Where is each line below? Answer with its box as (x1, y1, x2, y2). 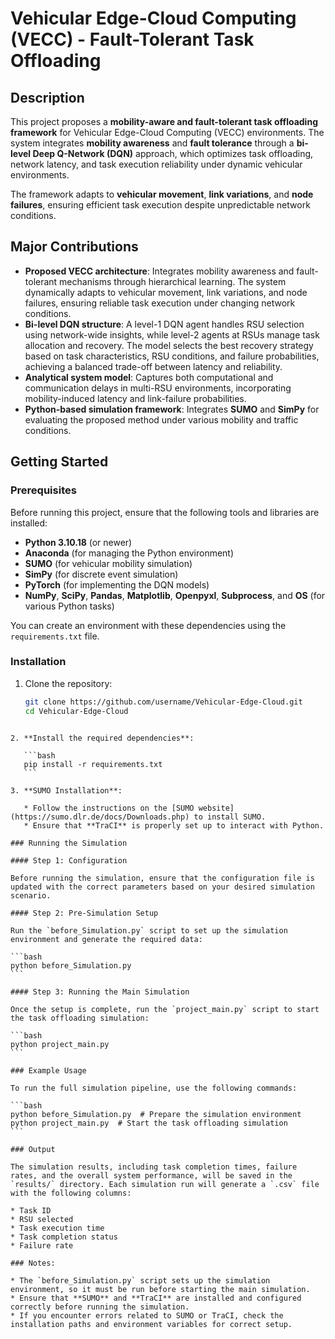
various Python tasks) (24, 600, 115, 612)
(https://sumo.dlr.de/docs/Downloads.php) (10, 812, 190, 822)
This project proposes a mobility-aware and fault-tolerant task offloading (10, 116, 318, 127)
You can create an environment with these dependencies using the (10, 619, 287, 631)
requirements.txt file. (10, 630, 100, 642)
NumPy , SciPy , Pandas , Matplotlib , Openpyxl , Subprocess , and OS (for (24, 589, 326, 601)
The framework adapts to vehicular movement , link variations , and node (10, 188, 314, 200)
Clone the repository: (24, 677, 113, 689)
